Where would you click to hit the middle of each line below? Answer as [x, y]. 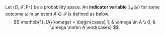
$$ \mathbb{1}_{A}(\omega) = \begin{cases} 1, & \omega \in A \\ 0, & [85, 22]
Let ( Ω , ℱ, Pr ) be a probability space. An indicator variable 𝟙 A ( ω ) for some [82, 7]
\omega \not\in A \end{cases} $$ [85, 27]
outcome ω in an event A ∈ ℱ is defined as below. [57, 13]
